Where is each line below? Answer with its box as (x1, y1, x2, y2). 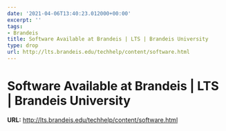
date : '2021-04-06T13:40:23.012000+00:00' (7, 10, 131, 17)
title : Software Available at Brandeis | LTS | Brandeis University (7, 36, 209, 43)
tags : (7, 23, 23, 30)
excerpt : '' (7, 17, 41, 23)
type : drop (7, 42, 39, 49)
